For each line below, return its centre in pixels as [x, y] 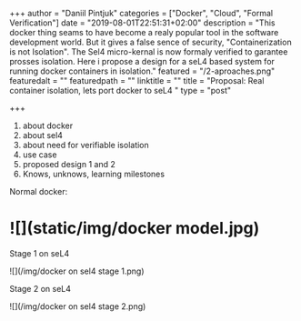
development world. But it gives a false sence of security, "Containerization [151, 42]
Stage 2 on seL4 [40, 288]
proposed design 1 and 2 [69, 164]
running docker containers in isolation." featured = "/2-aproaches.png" [142, 71]
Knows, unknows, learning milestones [94, 174]
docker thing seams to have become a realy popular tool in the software [144, 32]
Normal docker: [39, 191]
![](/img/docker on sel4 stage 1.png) [77, 271]
